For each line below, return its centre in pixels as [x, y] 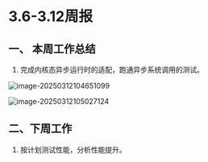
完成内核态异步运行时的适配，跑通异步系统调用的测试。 [112, 70]
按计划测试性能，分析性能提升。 [73, 149]
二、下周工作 [40, 129]
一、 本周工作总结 [52, 49]
